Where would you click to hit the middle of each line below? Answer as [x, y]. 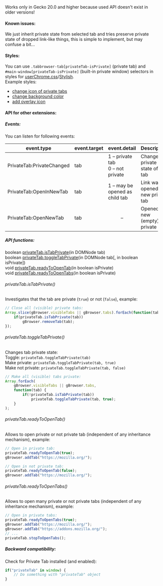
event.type [39, 148]
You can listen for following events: [40, 136]
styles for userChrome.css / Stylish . [40, 77]
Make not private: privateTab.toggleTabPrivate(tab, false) [65, 368]
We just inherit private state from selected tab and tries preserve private [77, 34]
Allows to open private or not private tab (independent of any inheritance [78, 434]
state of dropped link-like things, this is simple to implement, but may [74, 39]
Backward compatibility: [31, 549]
